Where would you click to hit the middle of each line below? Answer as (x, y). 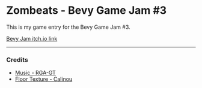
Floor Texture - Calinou (44, 79)
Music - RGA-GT (35, 73)
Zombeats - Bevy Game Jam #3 (87, 10)
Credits (17, 59)
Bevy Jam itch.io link (32, 38)
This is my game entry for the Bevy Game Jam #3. (68, 27)
